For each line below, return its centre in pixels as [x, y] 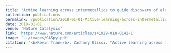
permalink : [17, 19]
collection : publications [33, 15]
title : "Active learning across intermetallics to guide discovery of [82, 10]
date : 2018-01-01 [24, 24]
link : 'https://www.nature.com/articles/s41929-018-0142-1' [70, 33]
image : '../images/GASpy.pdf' [37, 38]
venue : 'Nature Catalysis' [34, 29]
